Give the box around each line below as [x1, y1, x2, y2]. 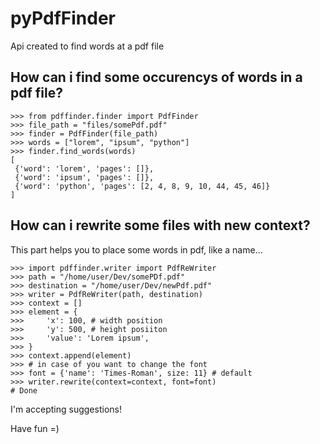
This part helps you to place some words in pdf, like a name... [10, 243, 263, 256]
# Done [10, 385, 38, 396]
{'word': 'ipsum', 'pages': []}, [14, 172, 155, 182]
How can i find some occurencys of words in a [10, 69, 303, 86]
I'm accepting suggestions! [10, 403, 122, 415]
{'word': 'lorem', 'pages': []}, [14, 163, 155, 174]
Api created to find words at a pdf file [10, 40, 165, 52]
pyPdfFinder [10, 7, 116, 30]
